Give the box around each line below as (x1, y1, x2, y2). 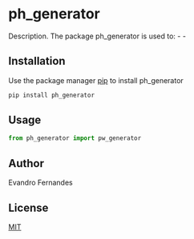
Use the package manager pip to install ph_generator (8, 75, 184, 85)
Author (8, 157, 44, 170)
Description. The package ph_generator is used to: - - (8, 31, 187, 41)
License (8, 201, 49, 214)
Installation (8, 54, 66, 68)
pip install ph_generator (8, 91, 95, 99)
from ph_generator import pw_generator (8, 134, 142, 142)
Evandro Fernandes (8, 177, 74, 188)
